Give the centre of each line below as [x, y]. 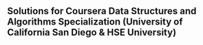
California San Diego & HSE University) [92, 32]
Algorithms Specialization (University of [95, 22]
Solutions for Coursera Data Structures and [102, 11]
